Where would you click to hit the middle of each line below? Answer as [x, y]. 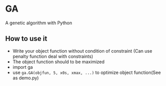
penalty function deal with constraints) [53, 56]
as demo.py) [26, 78]
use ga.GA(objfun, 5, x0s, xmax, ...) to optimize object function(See [87, 72]
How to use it [26, 39]
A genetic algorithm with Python [39, 23]
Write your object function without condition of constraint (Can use [82, 51]
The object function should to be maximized [58, 62]
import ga [23, 67]
